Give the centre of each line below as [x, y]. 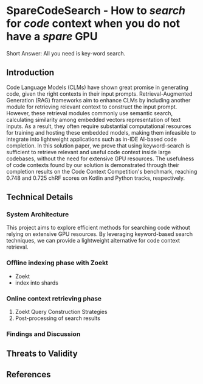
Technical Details [40, 197]
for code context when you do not [93, 23]
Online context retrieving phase [54, 298]
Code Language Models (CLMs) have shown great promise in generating [97, 87]
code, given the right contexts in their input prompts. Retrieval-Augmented [99, 94]
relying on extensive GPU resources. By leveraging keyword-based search [100, 234]
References [29, 375]
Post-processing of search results [57, 318]
